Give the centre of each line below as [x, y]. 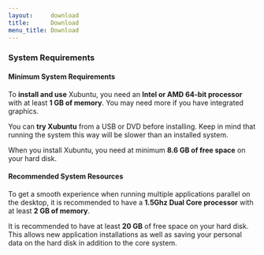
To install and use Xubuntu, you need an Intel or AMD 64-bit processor [125, 94]
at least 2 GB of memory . [49, 211]
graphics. [24, 111]
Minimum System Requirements [62, 77]
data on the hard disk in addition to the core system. [93, 242]
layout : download [44, 15]
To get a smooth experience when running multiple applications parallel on [129, 193]
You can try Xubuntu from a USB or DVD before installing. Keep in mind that [132, 126]
